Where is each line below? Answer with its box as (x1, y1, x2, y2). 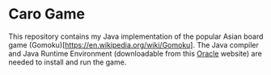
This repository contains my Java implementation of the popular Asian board (8, 31, 264, 41)
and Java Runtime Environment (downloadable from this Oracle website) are (8, 48, 263, 58)
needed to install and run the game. (8, 57, 127, 67)
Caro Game (8, 5, 85, 23)
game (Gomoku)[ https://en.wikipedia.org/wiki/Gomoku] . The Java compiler (8, 40, 259, 49)
